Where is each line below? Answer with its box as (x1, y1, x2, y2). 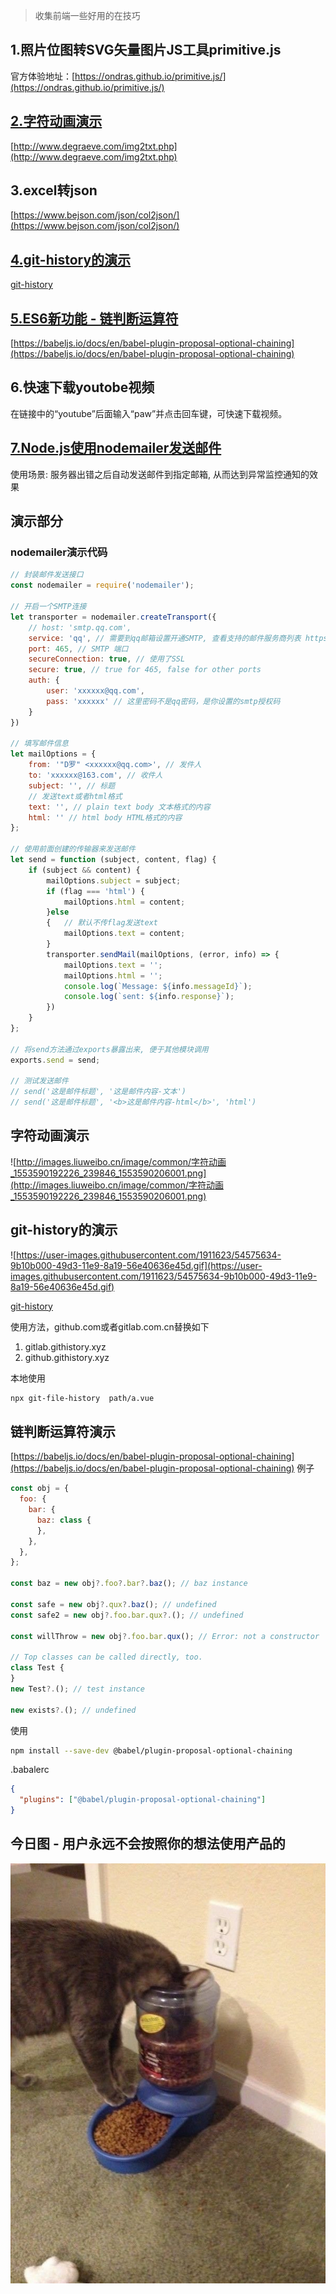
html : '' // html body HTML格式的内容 (28, 812, 183, 823)
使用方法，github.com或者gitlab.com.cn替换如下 (10, 1320, 210, 1333)
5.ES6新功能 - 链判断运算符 (10, 310, 179, 327)
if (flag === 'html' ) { (46, 886, 145, 896)
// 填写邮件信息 (10, 739, 69, 749)
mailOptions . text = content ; (63, 929, 186, 939)
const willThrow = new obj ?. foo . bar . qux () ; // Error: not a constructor (10, 1631, 320, 1641)
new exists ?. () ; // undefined (10, 1705, 137, 1715)
